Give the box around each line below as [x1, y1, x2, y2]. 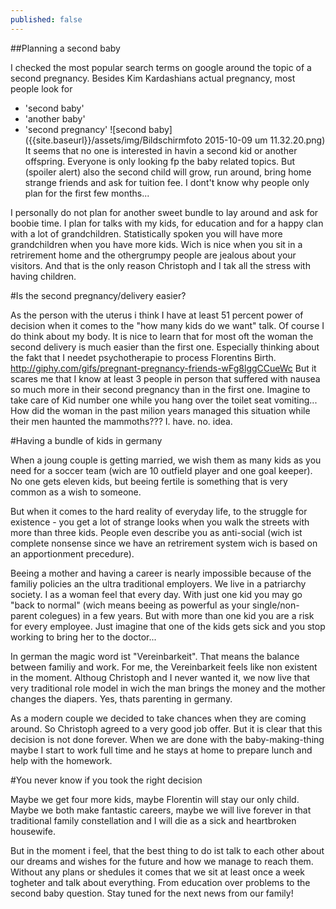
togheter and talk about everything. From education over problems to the [10, 876, 311, 888]
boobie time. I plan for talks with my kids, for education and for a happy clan [10, 217, 324, 229]
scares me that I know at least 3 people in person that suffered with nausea [10, 372, 321, 385]
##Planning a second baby [10, 42, 121, 54]
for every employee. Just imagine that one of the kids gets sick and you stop [10, 620, 326, 632]
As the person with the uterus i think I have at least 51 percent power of [10, 309, 304, 321]
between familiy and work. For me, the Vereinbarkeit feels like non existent [10, 661, 318, 673]
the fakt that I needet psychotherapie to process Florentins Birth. [10, 351, 277, 363]
